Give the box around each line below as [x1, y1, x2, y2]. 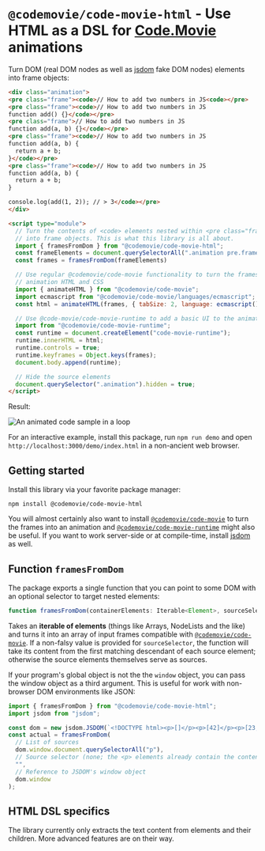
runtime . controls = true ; [15, 344, 101, 352]
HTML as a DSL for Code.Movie [8, 21, 217, 40]
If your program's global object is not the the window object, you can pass [8, 670, 246, 679]
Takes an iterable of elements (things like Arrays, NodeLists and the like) [8, 621, 246, 630]
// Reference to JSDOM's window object [15, 768, 147, 776]
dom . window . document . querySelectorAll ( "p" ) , [15, 746, 164, 754]
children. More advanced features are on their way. [8, 834, 175, 843]
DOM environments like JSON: [36, 686, 136, 696]
